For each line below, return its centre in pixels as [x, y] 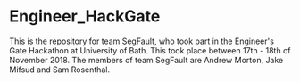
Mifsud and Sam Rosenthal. [59, 70]
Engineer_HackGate [85, 16]
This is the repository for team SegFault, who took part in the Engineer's [142, 41]
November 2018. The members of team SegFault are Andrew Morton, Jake [146, 60]
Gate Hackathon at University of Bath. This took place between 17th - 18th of [150, 50]
